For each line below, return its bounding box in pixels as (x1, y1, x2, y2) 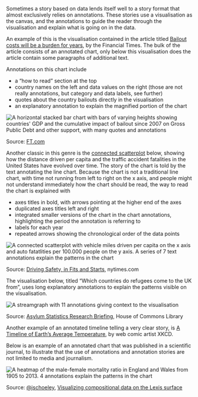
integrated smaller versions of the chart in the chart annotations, (14, 212, 172, 218)
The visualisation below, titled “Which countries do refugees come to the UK (6, 277, 192, 284)
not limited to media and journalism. (6, 355, 93, 361)
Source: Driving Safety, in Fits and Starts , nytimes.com (6, 266, 139, 273)
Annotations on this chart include (6, 66, 87, 73)
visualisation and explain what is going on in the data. (6, 24, 137, 31)
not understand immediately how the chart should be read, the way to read (6, 181, 189, 188)
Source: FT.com (6, 138, 46, 145)
